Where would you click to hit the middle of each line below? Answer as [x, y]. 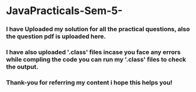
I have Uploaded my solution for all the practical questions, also [98, 29]
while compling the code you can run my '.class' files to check [96, 60]
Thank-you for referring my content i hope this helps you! [89, 82]
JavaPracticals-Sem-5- [64, 11]
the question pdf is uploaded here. [56, 36]
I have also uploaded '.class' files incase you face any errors [93, 52]
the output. [22, 67]
